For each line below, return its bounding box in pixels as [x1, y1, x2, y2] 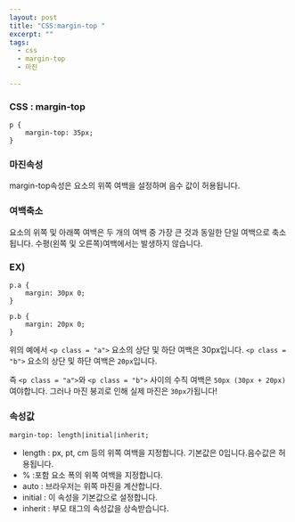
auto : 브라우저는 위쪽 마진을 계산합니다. [21, 481, 162, 492]
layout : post [9, 12, 58, 22]
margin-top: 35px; [25, 128, 94, 138]
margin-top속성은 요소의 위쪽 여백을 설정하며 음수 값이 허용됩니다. [9, 180, 241, 192]
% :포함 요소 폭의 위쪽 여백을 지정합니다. [21, 469, 163, 481]
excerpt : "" [9, 29, 53, 38]
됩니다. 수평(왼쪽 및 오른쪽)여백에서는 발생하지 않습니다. [9, 238, 203, 249]
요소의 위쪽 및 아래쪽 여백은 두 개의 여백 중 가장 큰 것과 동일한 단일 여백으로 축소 [9, 226, 287, 237]
